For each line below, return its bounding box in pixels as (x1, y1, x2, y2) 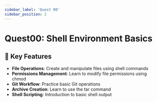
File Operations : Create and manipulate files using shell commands (11, 65, 149, 71)
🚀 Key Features (4, 52, 52, 61)
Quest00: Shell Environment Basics (4, 33, 153, 44)
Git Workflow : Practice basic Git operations (11, 81, 100, 87)
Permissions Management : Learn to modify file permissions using (11, 71, 147, 76)
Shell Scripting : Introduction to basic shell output (11, 91, 112, 97)
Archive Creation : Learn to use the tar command (11, 86, 111, 92)
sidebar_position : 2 (4, 12, 47, 17)
